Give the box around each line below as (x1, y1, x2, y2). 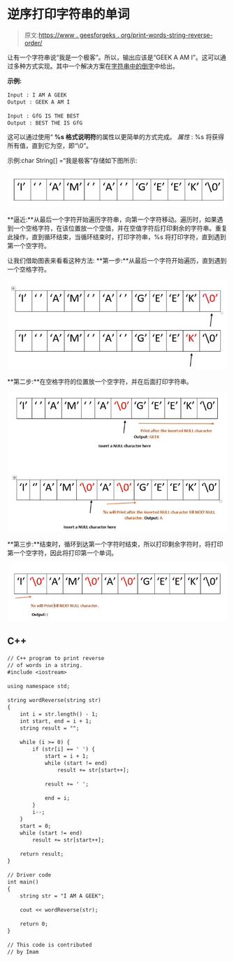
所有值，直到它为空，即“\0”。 (7, 141, 93, 150)
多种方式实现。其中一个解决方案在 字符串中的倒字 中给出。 (13, 62, 179, 70)
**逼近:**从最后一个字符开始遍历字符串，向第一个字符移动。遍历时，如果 (7, 215, 218, 224)
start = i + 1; (44, 752, 89, 759)
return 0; (20, 920, 49, 927)
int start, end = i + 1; (20, 717, 92, 724)
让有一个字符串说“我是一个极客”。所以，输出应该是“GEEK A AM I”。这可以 (7, 53, 220, 62)
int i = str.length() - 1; (20, 710, 98, 717)
